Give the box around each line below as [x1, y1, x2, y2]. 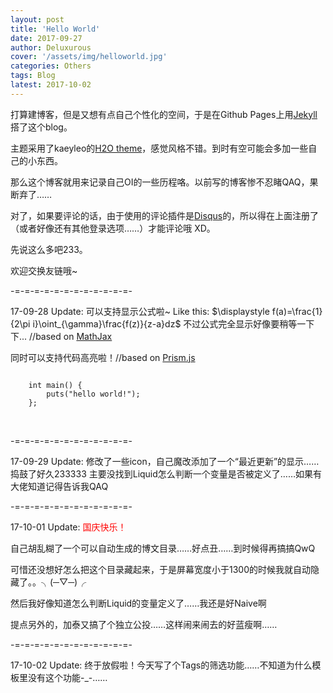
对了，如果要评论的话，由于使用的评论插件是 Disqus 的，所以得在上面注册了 [10, 209, 320, 221]
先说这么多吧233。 [10, 243, 88, 255]
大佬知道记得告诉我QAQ [10, 480, 109, 492]
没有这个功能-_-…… [27, 671, 108, 683]
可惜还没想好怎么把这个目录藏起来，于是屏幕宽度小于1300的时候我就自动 [10, 563, 312, 575]
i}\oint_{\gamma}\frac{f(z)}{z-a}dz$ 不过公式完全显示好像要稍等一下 [32, 317, 315, 330]
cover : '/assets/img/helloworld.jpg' [10, 52, 168, 62]
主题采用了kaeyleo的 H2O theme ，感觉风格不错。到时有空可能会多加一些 [10, 142, 309, 154]
